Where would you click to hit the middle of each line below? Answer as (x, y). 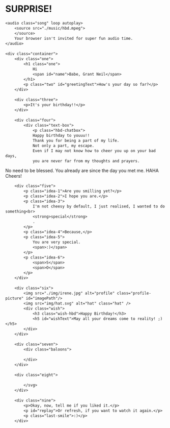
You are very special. (56, 242)
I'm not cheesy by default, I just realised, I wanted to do (99, 206)
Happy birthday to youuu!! (61, 135)
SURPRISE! (29, 9)
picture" (15, 298)
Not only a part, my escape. (63, 146)
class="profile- (134, 293)
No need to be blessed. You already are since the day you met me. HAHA (82, 170)
